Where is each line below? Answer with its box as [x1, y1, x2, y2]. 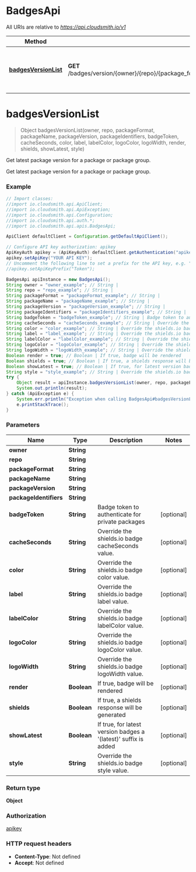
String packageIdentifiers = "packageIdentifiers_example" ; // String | [6, 309, 187, 315]
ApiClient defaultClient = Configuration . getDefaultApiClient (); [6, 234, 168, 239]
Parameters [6, 421, 40, 429]
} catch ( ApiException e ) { [6, 391, 75, 397]
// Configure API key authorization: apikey [6, 244, 116, 250]
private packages [97, 517, 145, 526]
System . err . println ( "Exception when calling [16, 396, 127, 402]
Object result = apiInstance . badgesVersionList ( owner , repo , [16, 380, 168, 386]
